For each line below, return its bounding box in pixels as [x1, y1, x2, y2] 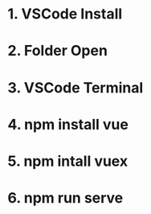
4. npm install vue [7, 115, 129, 134]
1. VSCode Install [7, 5, 123, 23]
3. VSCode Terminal [7, 78, 144, 97]
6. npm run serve [7, 189, 124, 208]
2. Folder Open [7, 42, 108, 60]
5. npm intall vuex [7, 152, 129, 170]
